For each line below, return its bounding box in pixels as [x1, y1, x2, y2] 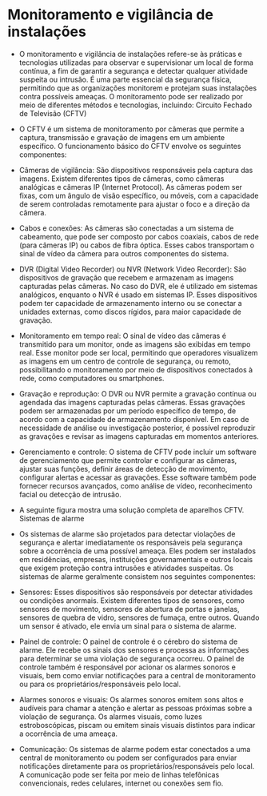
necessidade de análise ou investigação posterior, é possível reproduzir [18, 423, 256, 432]
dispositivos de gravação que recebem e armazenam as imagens [18, 272, 234, 282]
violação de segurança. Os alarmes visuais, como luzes [18, 711, 203, 722]
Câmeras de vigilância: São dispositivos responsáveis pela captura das [18, 165, 253, 175]
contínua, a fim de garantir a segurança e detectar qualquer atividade [18, 66, 249, 75]
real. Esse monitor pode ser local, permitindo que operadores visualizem [18, 348, 258, 357]
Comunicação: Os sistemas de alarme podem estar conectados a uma [18, 744, 251, 754]
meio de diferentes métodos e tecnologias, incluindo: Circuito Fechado [18, 100, 253, 110]
